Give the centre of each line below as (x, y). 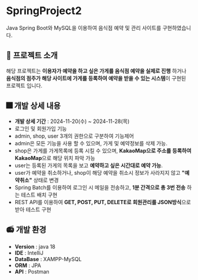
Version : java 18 (35, 247)
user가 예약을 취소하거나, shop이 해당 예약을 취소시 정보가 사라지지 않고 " (100, 172)
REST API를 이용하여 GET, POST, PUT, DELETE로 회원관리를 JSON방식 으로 (103, 202)
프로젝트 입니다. (24, 85)
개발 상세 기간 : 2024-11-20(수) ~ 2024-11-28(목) (72, 121)
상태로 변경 (46, 180)
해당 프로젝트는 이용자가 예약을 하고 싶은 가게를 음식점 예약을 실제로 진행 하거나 (96, 71)
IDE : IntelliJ (29, 253)
